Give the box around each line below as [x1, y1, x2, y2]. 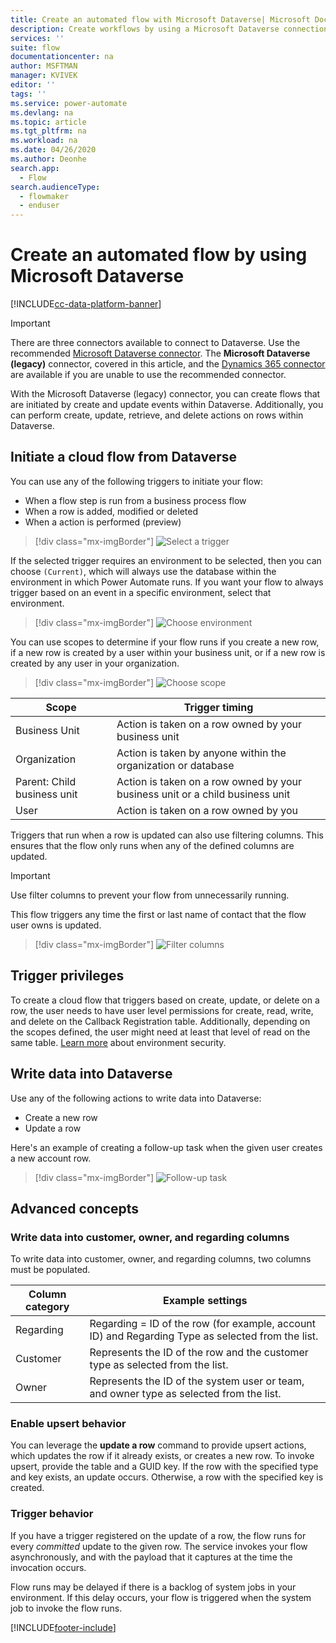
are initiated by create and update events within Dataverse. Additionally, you [10, 399, 324, 411]
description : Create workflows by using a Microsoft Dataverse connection [10, 24, 329, 34]
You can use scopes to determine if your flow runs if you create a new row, [10, 636, 320, 648]
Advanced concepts [10, 1200, 140, 1217]
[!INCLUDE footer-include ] [10, 1621, 117, 1633]
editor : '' [10, 80, 56, 90]
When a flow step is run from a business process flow [24, 494, 247, 506]
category [25, 1300, 70, 1314]
